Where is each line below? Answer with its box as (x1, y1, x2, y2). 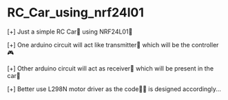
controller (191, 40, 219, 49)
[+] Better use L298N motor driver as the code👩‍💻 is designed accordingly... (7, 84, 222, 93)
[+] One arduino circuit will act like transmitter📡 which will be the (7, 40, 191, 49)
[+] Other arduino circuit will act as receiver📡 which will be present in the (7, 64, 214, 73)
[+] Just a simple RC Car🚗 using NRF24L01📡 (7, 27, 133, 36)
